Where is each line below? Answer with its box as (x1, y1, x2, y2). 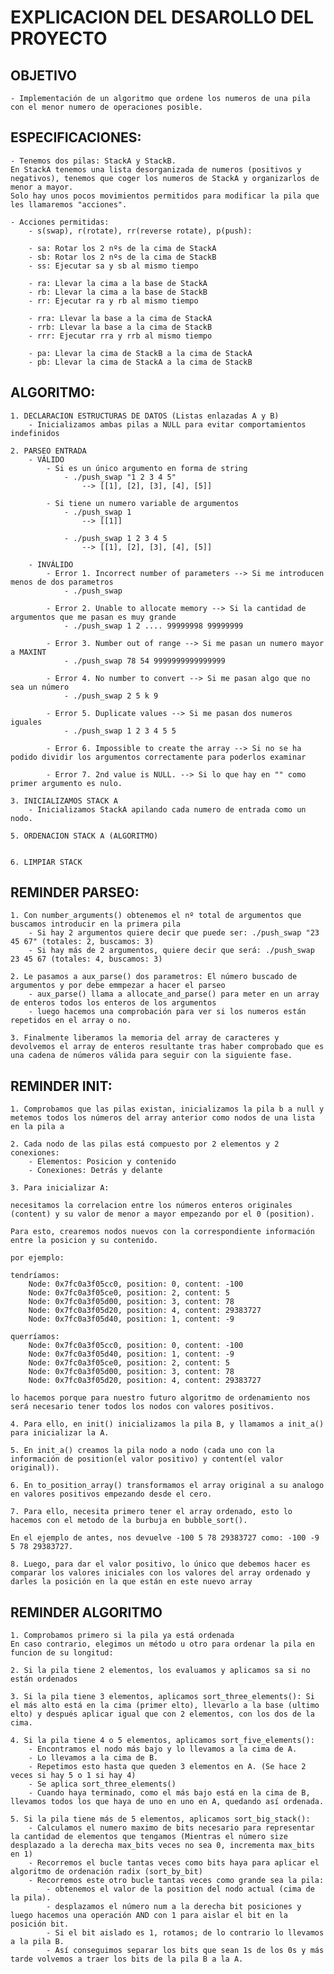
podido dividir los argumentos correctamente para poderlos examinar (10, 752, 307, 762)
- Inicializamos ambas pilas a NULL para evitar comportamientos (28, 419, 307, 430)
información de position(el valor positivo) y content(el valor (10, 1454, 284, 1465)
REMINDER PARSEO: (10, 884, 140, 901)
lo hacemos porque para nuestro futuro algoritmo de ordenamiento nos (10, 1393, 311, 1403)
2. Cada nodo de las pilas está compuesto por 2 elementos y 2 (10, 1139, 280, 1150)
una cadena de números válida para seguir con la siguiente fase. (10, 1051, 293, 1061)
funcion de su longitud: (10, 1648, 114, 1658)
